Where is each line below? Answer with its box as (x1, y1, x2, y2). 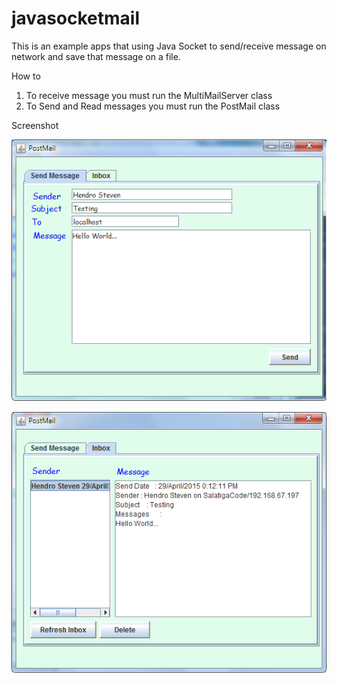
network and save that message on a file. (11, 50, 181, 62)
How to (11, 70, 41, 82)
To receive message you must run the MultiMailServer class (25, 89, 273, 101)
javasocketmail (11, 7, 140, 30)
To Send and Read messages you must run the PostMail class (25, 100, 281, 112)
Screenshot (11, 119, 59, 131)
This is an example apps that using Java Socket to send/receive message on (11, 40, 327, 52)
